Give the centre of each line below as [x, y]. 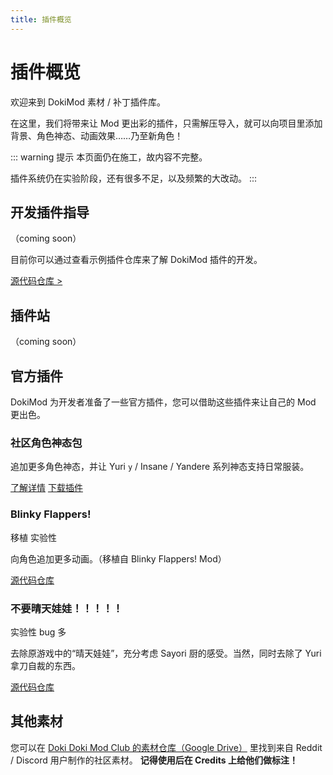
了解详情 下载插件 [46, 488]
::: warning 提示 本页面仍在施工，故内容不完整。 [109, 157]
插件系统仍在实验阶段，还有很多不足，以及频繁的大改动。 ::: [134, 178]
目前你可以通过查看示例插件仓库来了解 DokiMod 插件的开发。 [136, 260]
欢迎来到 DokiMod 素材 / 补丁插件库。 [88, 102]
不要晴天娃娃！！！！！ [66, 608]
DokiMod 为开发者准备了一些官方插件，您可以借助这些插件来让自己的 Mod [163, 402]
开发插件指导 [50, 212]
